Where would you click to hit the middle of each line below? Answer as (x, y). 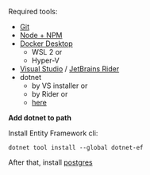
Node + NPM (41, 35)
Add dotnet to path (40, 118)
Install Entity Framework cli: (53, 133)
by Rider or (50, 94)
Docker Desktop (46, 44)
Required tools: (33, 11)
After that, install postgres (50, 162)
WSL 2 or (47, 52)
